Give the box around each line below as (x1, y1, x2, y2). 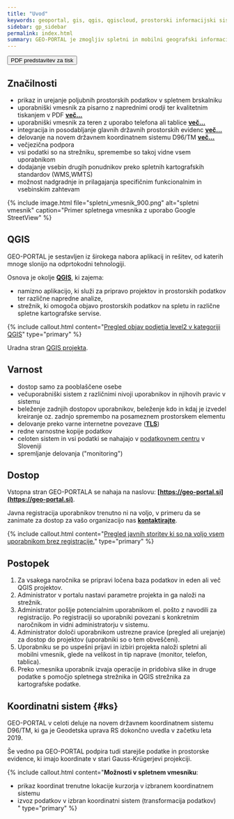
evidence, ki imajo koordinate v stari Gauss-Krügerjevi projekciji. (7, 755, 192, 762)
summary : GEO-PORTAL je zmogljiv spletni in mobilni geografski (7, 36, 198, 43)
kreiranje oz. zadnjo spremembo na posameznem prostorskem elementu (17, 412, 226, 420)
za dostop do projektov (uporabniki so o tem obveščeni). (17, 635, 180, 644)
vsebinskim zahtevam (17, 184, 80, 193)
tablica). (17, 658, 41, 666)
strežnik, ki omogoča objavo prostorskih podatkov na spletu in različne (17, 301, 221, 310)
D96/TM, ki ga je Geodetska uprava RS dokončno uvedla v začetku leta (7, 726, 212, 734)
